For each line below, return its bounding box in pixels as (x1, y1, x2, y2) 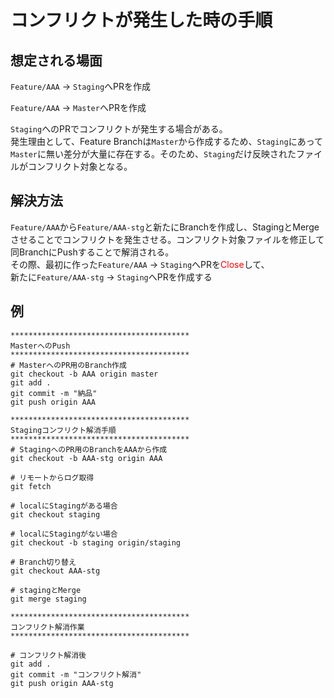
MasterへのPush (10, 341, 71, 351)
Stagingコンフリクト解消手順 (10, 425, 117, 435)
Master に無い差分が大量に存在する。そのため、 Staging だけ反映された (10, 148, 297, 160)
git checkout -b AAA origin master (10, 369, 159, 379)
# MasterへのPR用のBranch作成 (10, 360, 127, 370)
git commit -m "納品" (10, 388, 98, 398)
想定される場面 (10, 52, 103, 69)
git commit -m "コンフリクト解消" (10, 669, 142, 680)
